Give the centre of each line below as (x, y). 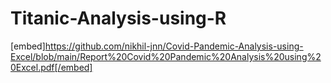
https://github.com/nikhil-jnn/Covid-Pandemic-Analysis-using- (174, 46)
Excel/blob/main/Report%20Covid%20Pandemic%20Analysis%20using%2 (166, 56)
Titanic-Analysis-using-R (118, 18)
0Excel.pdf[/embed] (51, 67)
